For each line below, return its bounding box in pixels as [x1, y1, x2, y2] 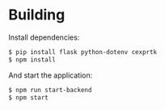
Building [8, 6, 66, 24]
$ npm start [8, 93, 49, 102]
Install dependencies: [8, 32, 80, 42]
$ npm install [8, 55, 57, 64]
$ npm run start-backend [8, 86, 92, 94]
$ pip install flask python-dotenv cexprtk [8, 48, 158, 56]
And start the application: [8, 70, 93, 80]
